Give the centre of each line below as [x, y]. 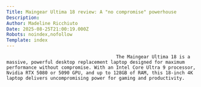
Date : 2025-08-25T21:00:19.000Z [47, 29]
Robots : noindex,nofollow [39, 35]
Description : [23, 18]
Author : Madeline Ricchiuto [42, 23]
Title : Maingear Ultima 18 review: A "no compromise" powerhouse [91, 12]
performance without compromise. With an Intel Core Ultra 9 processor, [101, 68]
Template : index [27, 40]
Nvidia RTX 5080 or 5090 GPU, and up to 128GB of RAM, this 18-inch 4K [100, 73]
